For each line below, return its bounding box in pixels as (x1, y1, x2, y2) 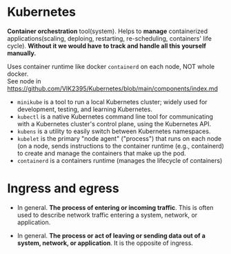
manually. (7, 49, 37, 57)
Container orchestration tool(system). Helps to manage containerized (7, 27, 208, 35)
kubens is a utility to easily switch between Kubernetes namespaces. (17, 127, 211, 135)
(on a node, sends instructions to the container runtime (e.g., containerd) (17, 141, 224, 150)
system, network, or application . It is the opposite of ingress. (17, 239, 193, 247)
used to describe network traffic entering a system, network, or (17, 211, 198, 219)
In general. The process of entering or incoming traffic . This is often (17, 203, 214, 211)
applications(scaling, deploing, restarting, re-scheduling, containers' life (7, 34, 212, 42)
